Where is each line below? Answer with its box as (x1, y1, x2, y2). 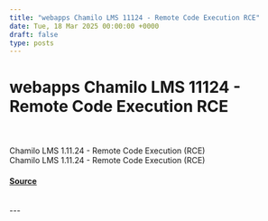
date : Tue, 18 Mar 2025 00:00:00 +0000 (9, 22, 160, 31)
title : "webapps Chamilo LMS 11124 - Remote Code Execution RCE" (9, 13, 260, 23)
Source (9, 175, 38, 186)
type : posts (9, 38, 54, 48)
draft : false (9, 30, 59, 39)
